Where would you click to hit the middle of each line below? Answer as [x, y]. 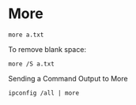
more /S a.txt [32, 64]
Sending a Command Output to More [68, 78]
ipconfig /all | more [44, 93]
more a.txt [26, 35]
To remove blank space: [47, 49]
